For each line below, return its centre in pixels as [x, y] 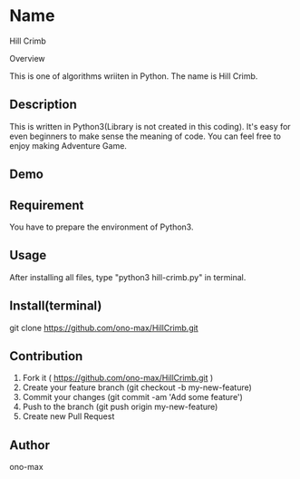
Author [29, 445]
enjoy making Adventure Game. [68, 145]
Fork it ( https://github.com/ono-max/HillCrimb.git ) [118, 378]
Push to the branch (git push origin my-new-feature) [120, 407]
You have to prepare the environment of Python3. [102, 227]
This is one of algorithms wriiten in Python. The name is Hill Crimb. [134, 76]
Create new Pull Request [68, 416]
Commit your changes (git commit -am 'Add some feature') [132, 397]
